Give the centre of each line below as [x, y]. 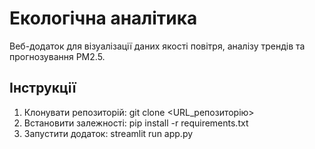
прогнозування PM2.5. [57, 56]
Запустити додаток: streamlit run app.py [108, 133]
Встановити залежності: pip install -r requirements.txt [136, 123]
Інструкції [43, 88]
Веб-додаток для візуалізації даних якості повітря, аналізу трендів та [157, 46]
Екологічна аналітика [103, 18]
